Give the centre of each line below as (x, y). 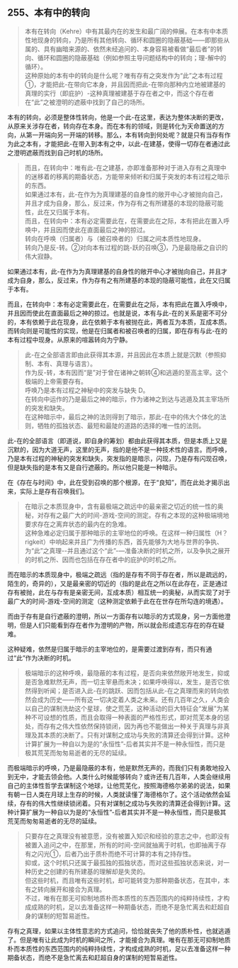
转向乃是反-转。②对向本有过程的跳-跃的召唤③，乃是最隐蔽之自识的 (126, 247)
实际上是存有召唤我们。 (54, 491)
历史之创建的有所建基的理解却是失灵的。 (90, 872)
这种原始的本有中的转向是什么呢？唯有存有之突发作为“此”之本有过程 (124, 75)
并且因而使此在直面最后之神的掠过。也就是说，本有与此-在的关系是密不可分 (118, 313)
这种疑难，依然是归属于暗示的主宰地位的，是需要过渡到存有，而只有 (107, 649)
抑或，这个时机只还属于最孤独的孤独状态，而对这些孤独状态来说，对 (124, 862)
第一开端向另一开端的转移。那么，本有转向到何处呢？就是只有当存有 (125, 135)
